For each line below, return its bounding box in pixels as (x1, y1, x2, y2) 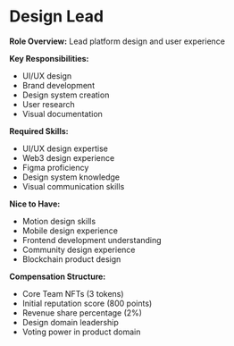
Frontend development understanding (21, 234, 163, 245)
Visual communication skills (21, 181, 125, 191)
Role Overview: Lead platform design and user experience (9, 36, 226, 46)
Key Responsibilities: (9, 53, 89, 63)
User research (21, 98, 76, 109)
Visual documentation (21, 108, 103, 119)
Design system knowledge (21, 172, 121, 182)
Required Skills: (9, 125, 69, 136)
